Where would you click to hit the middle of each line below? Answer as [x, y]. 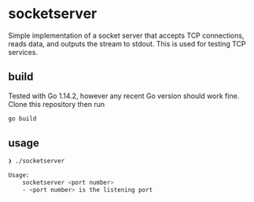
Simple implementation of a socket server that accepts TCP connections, [126, 35]
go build [22, 119]
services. [23, 52]
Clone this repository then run [57, 104]
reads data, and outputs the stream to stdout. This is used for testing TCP [127, 43]
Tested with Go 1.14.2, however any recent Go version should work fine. [124, 96]
